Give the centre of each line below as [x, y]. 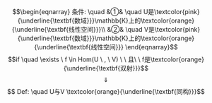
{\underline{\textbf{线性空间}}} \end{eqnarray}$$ [106, 47]
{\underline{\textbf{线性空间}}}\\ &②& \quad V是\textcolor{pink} [106, 29]
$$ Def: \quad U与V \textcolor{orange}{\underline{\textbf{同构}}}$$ [106, 91]
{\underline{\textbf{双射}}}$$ [106, 68]
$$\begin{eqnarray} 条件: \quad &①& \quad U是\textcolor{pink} [106, 12]
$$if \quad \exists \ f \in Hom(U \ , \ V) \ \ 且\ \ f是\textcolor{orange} [106, 59]
